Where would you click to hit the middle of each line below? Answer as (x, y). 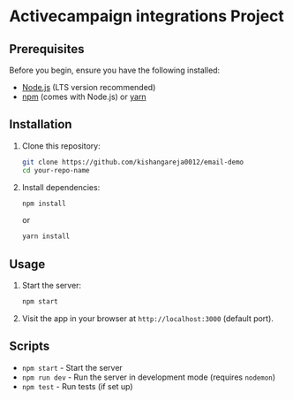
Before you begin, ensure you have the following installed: (115, 70)
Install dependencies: (61, 187)
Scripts (30, 346)
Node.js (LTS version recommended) (89, 87)
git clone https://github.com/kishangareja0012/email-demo (133, 162)
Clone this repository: (61, 146)
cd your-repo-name (56, 170)
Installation (41, 124)
